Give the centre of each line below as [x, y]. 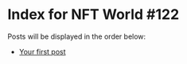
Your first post [42, 51]
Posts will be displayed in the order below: [77, 36]
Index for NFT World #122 [93, 15]
